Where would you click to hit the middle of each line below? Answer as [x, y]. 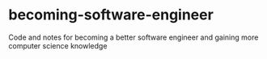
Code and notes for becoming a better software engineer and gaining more [133, 37]
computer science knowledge [58, 45]
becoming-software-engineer [111, 15]
